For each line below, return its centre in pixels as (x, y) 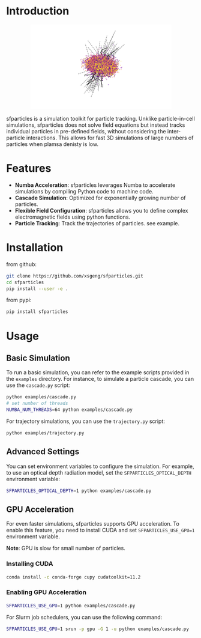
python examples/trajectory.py (45, 433)
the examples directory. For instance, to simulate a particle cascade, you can (100, 379)
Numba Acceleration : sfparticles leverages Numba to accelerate (95, 185)
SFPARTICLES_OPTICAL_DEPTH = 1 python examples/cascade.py (79, 491)
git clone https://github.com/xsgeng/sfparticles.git (75, 276)
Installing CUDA (30, 564)
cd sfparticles (25, 282)
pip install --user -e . (37, 289)
